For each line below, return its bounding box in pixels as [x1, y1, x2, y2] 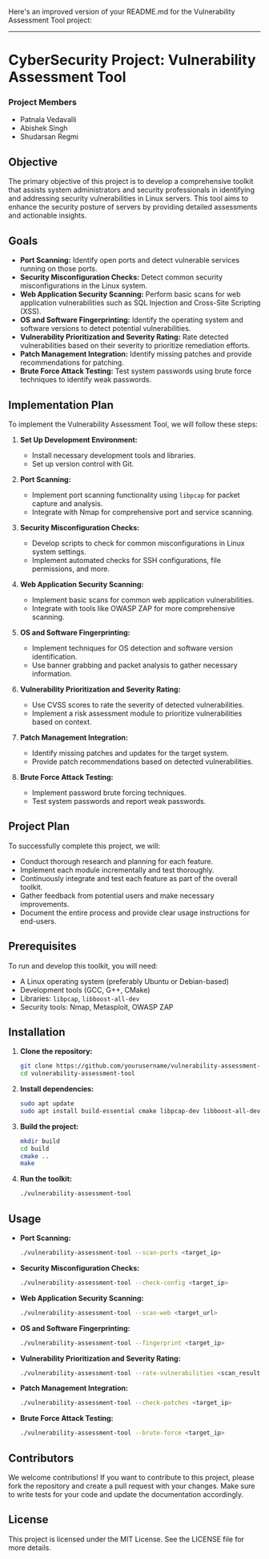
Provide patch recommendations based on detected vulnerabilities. [31, 757, 254, 766]
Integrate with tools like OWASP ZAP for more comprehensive [31, 603, 235, 613]
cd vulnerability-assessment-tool [19, 1070, 135, 1078]
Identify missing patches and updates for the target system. [31, 748, 230, 757]
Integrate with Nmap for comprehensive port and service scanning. [31, 507, 254, 516]
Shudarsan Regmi [19, 132, 78, 141]
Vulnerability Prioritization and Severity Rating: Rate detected [19, 333, 229, 342]
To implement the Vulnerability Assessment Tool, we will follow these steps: [8, 419, 259, 429]
